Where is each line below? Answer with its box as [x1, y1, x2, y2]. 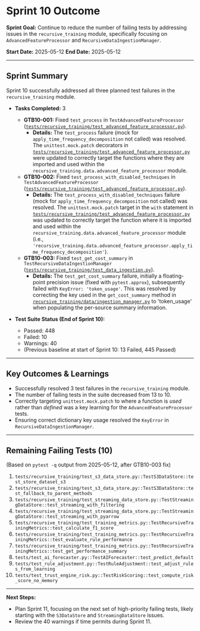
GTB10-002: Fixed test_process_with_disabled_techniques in [23, 173, 176, 180]
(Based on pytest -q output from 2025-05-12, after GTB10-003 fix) [6, 461, 171, 468]
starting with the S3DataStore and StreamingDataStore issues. [14, 612, 165, 619]
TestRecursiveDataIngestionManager [23, 260, 112, 266]
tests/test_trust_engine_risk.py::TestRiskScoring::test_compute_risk [14, 573, 194, 579]
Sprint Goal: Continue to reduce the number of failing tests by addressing [6, 24, 187, 31]
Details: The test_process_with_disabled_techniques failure [32, 191, 180, 198]
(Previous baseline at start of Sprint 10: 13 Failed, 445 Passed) [23, 346, 176, 353]
